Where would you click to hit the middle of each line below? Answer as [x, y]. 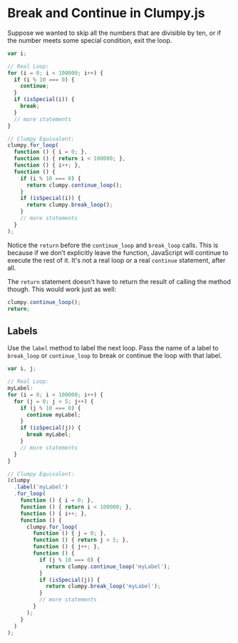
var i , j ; [22, 369]
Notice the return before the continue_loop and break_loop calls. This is [113, 245]
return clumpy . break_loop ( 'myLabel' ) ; [103, 586]
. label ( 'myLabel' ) [41, 487]
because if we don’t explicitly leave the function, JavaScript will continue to [118, 252]
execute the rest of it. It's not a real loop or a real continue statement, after [117, 260]
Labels [22, 331]
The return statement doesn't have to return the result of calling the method [119, 281]
